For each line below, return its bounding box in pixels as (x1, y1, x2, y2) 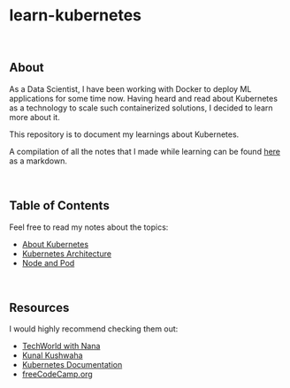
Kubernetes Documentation (21, 360, 123, 370)
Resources (9, 300, 70, 315)
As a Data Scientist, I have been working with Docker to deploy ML (9, 83, 252, 94)
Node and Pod (21, 257, 75, 268)
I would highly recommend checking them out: (9, 323, 179, 334)
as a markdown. (9, 156, 68, 166)
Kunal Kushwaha (21, 350, 83, 361)
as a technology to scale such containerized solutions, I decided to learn (9, 103, 273, 113)
